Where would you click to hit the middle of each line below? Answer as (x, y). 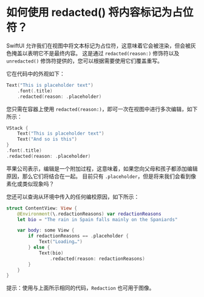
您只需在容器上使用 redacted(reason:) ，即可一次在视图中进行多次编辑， (97, 109)
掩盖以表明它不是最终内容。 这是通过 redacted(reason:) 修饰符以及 (95, 53)
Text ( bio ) (51, 253)
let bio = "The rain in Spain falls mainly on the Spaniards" (97, 219)
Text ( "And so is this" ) (47, 139)
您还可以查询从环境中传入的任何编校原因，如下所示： (73, 196)
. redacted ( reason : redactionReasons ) (97, 259)
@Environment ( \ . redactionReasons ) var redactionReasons (90, 214)
